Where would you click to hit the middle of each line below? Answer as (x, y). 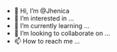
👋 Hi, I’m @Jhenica (41, 11)
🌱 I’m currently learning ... (52, 26)
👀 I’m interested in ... (44, 18)
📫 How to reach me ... (47, 41)
